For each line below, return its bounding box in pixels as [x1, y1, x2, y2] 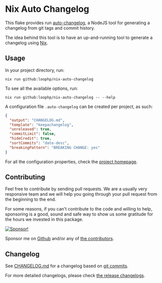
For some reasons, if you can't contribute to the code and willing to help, [5, 206, 153, 212]
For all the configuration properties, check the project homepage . [5, 159, 138, 165]
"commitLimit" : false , [9, 132, 56, 137]
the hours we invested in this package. [5, 216, 84, 222]
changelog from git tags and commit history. [5, 25, 95, 31]
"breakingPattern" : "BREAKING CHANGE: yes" [9, 145, 100, 150]
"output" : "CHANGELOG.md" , [9, 117, 65, 123]
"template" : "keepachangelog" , [9, 122, 74, 127]
